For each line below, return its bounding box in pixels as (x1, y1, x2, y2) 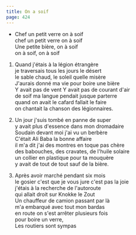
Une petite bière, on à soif (14, 43, 78, 50)
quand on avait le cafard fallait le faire (14, 98, 107, 105)
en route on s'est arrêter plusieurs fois (14, 210, 108, 217)
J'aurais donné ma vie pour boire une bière (14, 79, 120, 86)
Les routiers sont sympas (14, 222, 77, 229)
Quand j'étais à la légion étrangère (14, 60, 99, 68)
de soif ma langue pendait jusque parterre (14, 92, 118, 99)
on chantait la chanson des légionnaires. (14, 105, 114, 112)
